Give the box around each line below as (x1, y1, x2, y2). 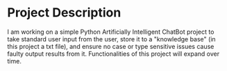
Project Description (7, 5, 121, 21)
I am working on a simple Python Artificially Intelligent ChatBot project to (7, 28, 215, 36)
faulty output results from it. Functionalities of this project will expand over (7, 50, 220, 58)
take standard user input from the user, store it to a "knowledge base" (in (7, 34, 217, 43)
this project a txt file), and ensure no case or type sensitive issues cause (7, 42, 215, 50)
